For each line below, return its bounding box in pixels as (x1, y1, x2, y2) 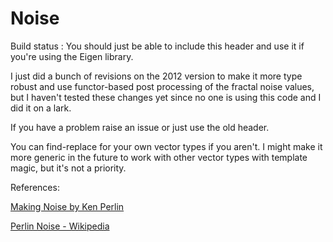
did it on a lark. (10, 102, 72, 114)
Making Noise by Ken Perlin (10, 200, 125, 212)
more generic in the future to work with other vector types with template (10, 151, 308, 163)
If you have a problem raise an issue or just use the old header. (10, 121, 270, 133)
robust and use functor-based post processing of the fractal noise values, (10, 80, 315, 92)
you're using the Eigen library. (10, 50, 134, 62)
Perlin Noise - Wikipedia (10, 220, 110, 232)
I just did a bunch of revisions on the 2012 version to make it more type (10, 70, 303, 82)
